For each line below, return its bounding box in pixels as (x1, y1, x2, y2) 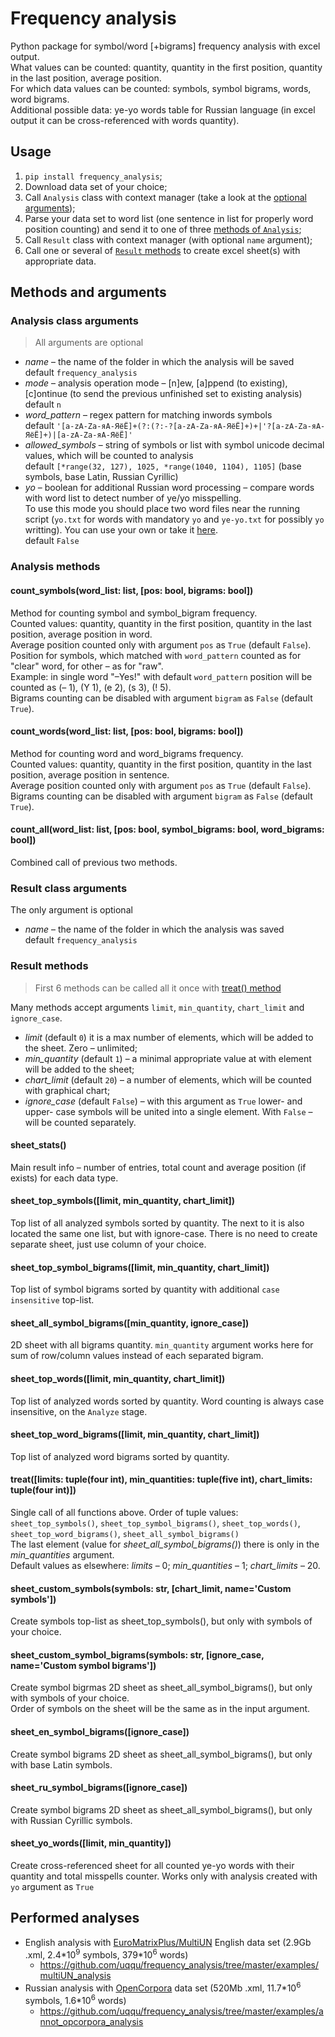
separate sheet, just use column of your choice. (10, 1238, 207, 1250)
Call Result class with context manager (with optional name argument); (24, 233, 313, 246)
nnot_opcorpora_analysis (39, 2015, 144, 2027)
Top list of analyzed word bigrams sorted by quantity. (10, 1450, 230, 1462)
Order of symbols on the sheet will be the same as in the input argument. (10, 1703, 311, 1715)
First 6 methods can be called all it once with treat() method (34, 982, 282, 994)
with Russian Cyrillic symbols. (10, 1814, 133, 1826)
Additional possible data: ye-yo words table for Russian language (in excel (10, 103, 316, 116)
